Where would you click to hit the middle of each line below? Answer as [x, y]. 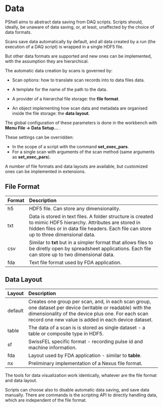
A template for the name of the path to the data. [60, 89]
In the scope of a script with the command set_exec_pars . [71, 146]
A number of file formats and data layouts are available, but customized [76, 166]
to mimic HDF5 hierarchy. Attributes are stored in [85, 222]
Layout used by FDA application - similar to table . [85, 355]
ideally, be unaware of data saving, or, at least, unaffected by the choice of [80, 27]
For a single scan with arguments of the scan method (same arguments [83, 152]
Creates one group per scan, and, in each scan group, [90, 301]
